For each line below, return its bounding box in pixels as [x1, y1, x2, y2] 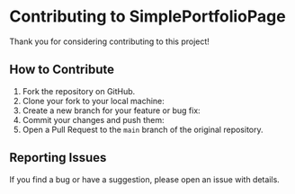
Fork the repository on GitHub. [22, 85, 136, 96]
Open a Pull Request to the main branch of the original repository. [22, 124, 264, 135]
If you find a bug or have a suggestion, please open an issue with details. [9, 173, 281, 185]
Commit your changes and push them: [22, 114, 165, 125]
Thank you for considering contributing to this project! [9, 36, 210, 47]
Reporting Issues [9, 150, 107, 165]
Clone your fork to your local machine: [22, 95, 165, 106]
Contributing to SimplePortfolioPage [9, 6, 286, 27]
